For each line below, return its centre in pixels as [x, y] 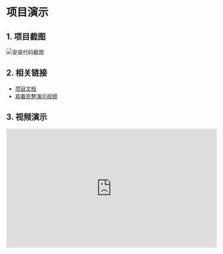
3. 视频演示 [27, 117]
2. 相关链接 [27, 73]
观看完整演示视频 [36, 96]
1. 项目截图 [26, 37]
